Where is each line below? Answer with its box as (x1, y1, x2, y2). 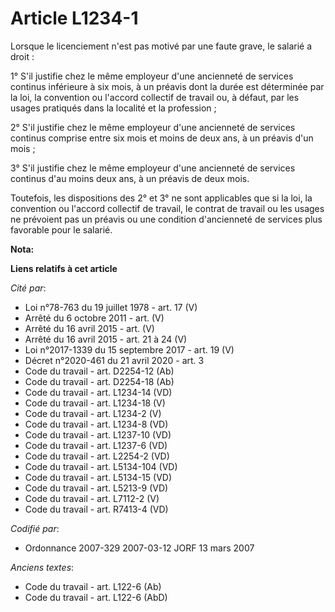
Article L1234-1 (10, 7, 139, 30)
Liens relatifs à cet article (10, 262, 118, 274)
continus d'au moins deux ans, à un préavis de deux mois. (10, 172, 250, 184)
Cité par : (10, 282, 47, 294)
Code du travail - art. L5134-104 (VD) (24, 460, 178, 472)
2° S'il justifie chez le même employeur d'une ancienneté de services (10, 121, 296, 133)
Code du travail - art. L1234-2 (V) (24, 407, 162, 419)
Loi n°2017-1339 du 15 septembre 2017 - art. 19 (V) (24, 343, 235, 356)
